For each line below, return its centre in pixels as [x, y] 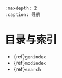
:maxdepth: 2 [21, 8]
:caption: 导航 [23, 15]
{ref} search [27, 69]
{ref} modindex [30, 63]
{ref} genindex [30, 56]
